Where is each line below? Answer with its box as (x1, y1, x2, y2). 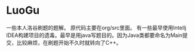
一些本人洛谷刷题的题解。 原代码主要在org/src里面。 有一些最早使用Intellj (6, 24, 187, 31)
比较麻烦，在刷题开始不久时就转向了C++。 (16, 39, 122, 46)
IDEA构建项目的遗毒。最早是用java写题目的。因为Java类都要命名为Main (6, 31, 183, 39)
